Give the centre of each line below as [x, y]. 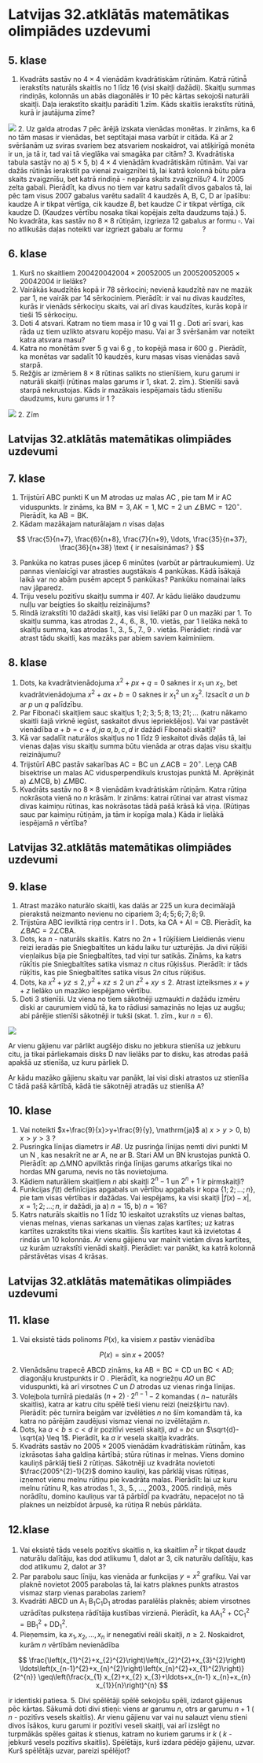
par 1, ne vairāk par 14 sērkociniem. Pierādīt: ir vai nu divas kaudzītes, [132, 298]
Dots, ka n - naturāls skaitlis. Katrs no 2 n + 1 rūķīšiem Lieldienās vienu [132, 939]
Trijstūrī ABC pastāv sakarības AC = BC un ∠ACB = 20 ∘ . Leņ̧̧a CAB [128, 763]
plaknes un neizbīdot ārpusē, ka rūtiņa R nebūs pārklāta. [111, 1505]
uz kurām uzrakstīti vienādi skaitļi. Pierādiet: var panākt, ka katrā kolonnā [137, 1248]
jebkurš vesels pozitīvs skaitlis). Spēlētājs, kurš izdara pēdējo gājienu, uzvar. [131, 1742]
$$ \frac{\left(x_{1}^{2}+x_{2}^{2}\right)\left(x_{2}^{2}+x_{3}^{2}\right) [132, 1660]
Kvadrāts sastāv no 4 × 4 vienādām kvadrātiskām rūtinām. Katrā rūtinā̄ [133, 79]
